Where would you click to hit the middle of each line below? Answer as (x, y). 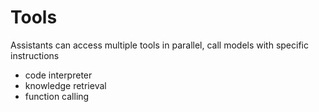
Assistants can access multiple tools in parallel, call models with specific (159, 45)
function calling (57, 96)
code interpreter (58, 75)
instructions (35, 55)
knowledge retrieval (65, 85)
